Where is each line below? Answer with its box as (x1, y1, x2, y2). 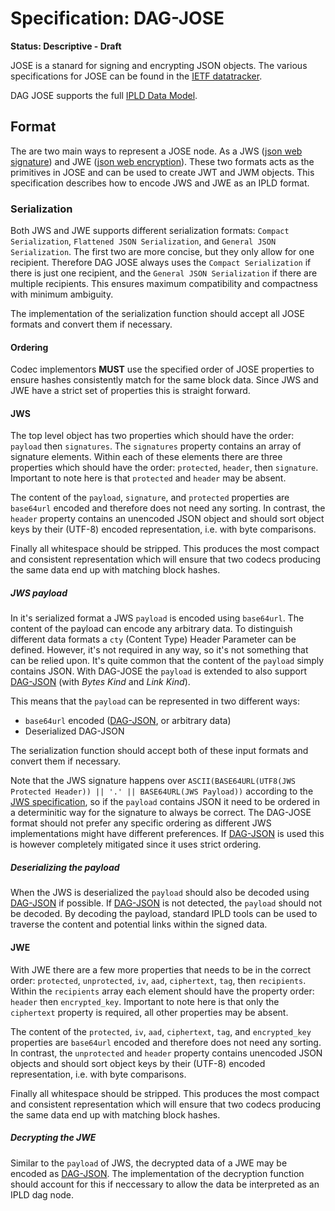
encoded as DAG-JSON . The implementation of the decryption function (10, 1167, 305, 1179)
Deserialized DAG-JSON (24, 725, 125, 737)
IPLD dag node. (10, 1188, 75, 1201)
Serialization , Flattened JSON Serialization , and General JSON (10, 235, 277, 247)
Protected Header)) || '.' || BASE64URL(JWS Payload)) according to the (10, 785, 314, 797)
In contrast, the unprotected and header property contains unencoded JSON (10, 1047, 323, 1059)
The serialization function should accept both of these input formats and (10, 745, 309, 757)
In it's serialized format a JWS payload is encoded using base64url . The (10, 612, 305, 624)
